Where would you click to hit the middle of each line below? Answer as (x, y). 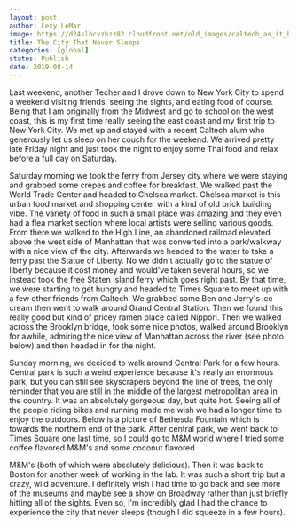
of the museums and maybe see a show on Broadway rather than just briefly (149, 493)
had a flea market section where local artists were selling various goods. (141, 222)
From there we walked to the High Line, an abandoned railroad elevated (140, 232)
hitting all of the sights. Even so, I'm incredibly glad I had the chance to (138, 502)
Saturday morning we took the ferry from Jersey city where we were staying (149, 175)
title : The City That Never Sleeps (75, 42)
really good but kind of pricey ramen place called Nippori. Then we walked (145, 317)
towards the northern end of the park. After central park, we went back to (143, 428)
